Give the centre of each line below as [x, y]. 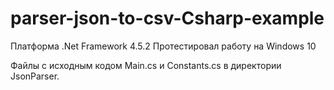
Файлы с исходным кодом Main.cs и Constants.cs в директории [146, 65]
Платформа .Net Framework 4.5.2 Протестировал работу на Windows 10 [163, 46]
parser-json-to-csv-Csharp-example [167, 18]
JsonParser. [35, 76]
